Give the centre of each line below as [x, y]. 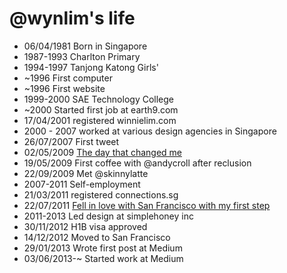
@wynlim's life [72, 18]
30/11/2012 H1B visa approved [85, 226]
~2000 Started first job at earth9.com [101, 109]
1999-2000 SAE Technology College [99, 99]
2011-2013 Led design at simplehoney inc [108, 216]
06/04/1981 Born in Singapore [85, 46]
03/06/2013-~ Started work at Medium [103, 258]
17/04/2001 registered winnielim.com [100, 120]
